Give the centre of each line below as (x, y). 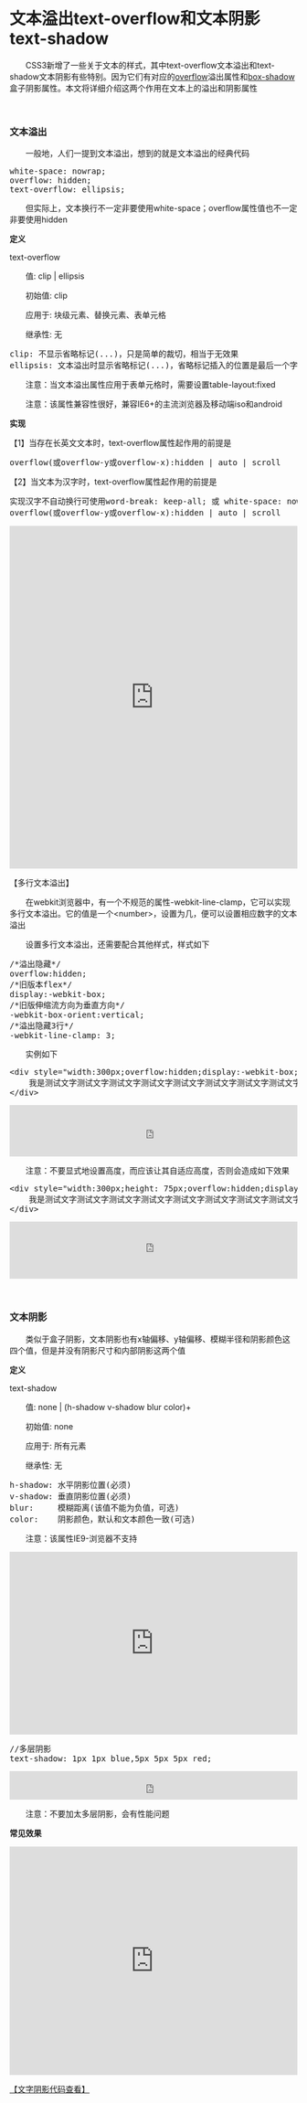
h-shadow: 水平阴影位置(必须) (71, 1485)
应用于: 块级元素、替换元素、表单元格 (96, 315)
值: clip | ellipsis (55, 276)
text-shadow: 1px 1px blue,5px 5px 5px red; (111, 1758)
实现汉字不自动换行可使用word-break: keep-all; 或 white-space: (146, 502)
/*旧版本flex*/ (41, 985)
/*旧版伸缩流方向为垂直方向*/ (67, 1005)
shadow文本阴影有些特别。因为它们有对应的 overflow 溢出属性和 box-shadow (152, 76)
